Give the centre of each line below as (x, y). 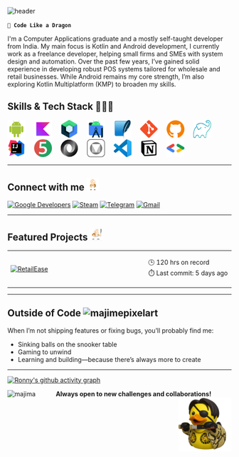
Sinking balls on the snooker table (67, 344)
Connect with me (46, 187)
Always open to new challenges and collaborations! (134, 393)
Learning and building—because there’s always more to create (109, 359)
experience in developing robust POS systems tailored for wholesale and (114, 69)
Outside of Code (44, 313)
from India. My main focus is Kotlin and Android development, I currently (113, 46)
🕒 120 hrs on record (179, 262)
